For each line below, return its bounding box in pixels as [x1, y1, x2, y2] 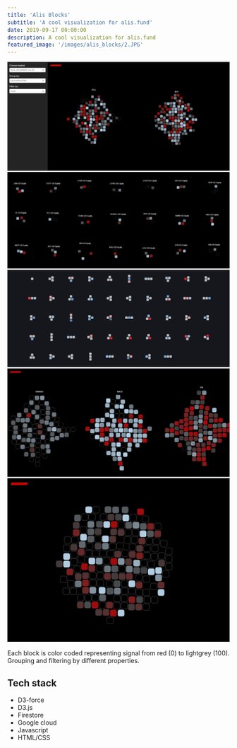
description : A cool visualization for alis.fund [7, 34, 157, 41]
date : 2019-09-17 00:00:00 [7, 26, 87, 33]
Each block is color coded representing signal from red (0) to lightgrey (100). [7, 649, 230, 657]
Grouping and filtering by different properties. [7, 657, 140, 665]
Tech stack [7, 677, 57, 689]
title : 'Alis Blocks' [7, 11, 71, 18]
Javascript [17, 726, 49, 735]
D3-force [17, 696, 44, 704]
